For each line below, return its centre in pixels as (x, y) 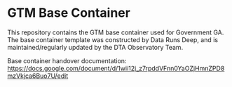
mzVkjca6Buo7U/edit (38, 76)
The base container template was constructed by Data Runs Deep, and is (113, 39)
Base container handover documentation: (67, 60)
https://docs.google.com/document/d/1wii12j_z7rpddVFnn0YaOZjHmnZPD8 (116, 68)
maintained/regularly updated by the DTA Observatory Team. (95, 47)
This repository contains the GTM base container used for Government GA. (116, 32)
